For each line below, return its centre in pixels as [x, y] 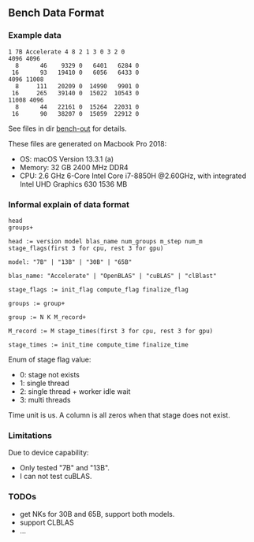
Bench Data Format [56, 13]
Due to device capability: [49, 453]
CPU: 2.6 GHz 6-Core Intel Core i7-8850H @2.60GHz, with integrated [133, 176]
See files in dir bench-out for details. [68, 128]
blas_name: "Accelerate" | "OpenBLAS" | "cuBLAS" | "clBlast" [112, 276]
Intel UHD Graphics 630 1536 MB [73, 184]
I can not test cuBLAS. [56, 477]
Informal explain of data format [69, 204]
